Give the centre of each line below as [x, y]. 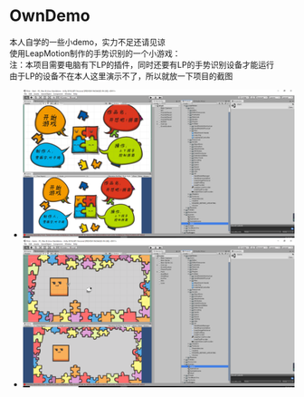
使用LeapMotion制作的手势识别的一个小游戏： [95, 53]
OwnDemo [50, 16]
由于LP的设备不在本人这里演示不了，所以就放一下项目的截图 [121, 76]
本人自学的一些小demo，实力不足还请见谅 [87, 42]
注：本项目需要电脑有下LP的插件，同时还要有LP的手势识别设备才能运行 [142, 64]
